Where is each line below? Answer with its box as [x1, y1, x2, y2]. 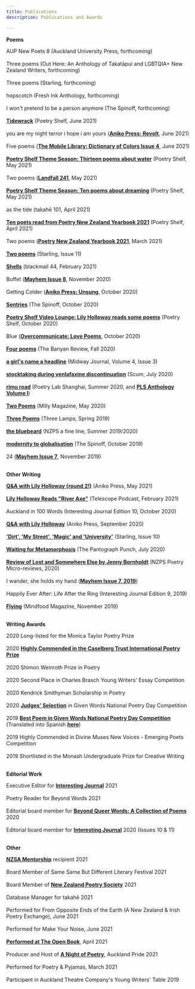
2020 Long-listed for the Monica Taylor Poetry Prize [6, 632, 134, 639]
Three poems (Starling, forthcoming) [6, 79, 97, 86]
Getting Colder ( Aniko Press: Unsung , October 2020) [6, 288, 138, 295]
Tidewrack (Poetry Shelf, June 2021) [6, 117, 97, 124]
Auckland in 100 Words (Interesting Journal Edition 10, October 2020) [6, 507, 177, 514]
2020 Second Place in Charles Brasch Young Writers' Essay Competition [6, 676, 185, 683]
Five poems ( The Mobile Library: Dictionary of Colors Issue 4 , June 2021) [6, 142, 190, 150]
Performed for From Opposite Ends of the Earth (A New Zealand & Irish [6, 906, 180, 913]
